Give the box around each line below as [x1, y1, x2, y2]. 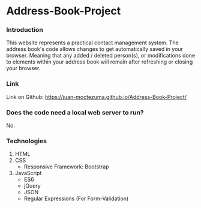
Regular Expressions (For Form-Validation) [23, 195, 129, 202]
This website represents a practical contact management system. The [6, 39, 179, 46]
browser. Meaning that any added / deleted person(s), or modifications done [6, 52, 196, 59]
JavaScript [14, 170, 42, 177]
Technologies [6, 137, 47, 145]
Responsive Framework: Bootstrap [23, 163, 109, 170]
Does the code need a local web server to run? [6, 108, 144, 116]
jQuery [23, 182, 41, 189]
